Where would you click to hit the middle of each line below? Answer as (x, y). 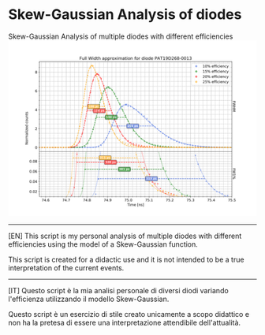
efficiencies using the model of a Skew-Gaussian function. (103, 244)
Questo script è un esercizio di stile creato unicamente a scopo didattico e (129, 315)
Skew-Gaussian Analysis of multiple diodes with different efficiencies (121, 36)
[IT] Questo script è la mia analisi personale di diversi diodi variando (118, 291)
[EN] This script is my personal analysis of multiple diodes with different (125, 236)
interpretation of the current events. (66, 268)
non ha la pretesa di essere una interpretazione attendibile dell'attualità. (125, 323)
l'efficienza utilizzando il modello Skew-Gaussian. (89, 299)
